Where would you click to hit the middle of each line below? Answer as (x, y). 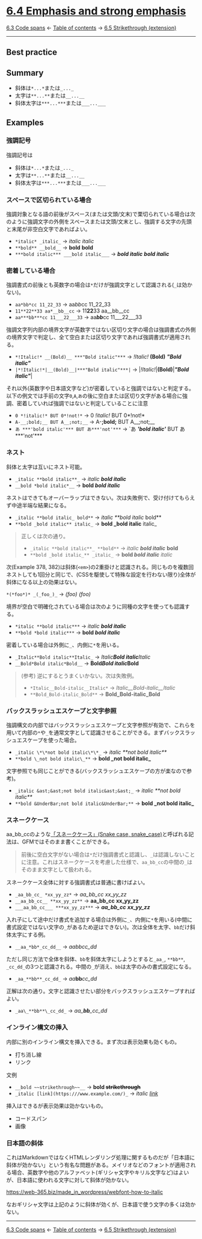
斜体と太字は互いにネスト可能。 (46, 467)
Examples (25, 123)
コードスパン (31, 1119)
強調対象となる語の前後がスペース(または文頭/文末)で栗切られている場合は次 (101, 214)
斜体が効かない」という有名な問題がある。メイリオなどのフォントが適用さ (98, 1165)
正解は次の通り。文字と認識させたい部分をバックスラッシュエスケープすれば (101, 991)
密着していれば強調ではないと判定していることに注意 (82, 403)
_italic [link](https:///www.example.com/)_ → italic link (86, 1093)
